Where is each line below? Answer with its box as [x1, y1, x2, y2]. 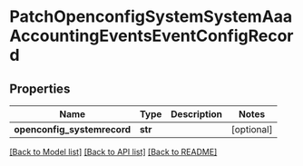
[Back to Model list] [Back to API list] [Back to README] [9, 147, 218, 157]
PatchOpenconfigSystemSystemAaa [9, 6, 293, 27]
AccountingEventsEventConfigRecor [9, 25, 294, 46]
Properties [9, 81, 71, 96]
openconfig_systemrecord [14, 123, 132, 135]
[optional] [230, 123, 273, 135]
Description [171, 108, 222, 120]
